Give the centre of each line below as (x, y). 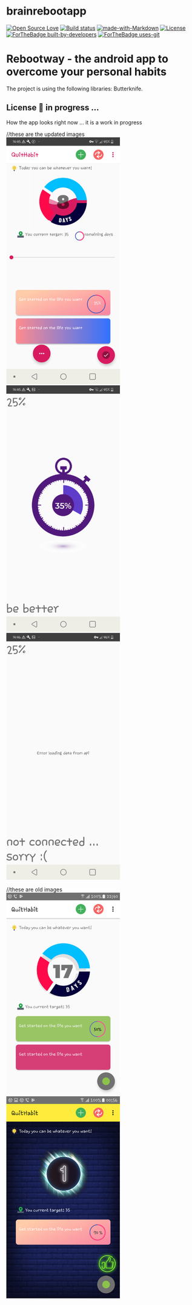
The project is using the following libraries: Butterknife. (74, 89)
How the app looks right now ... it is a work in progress (74, 122)
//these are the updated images (45, 134)
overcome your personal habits (86, 72)
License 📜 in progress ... (53, 108)
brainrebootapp (46, 11)
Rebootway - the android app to (87, 59)
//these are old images (34, 889)
